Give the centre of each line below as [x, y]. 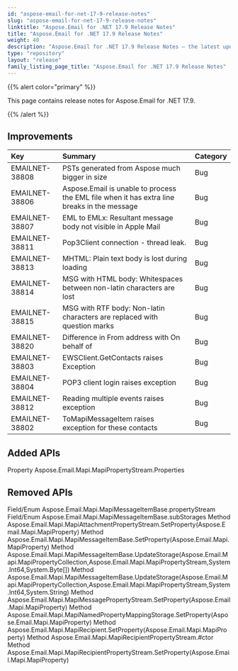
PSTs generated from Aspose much [121, 169]
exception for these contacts [110, 428]
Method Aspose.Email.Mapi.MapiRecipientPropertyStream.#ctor [120, 638]
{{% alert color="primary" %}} [52, 86]
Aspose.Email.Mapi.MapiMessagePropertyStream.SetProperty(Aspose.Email [119, 600]
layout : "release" [34, 60]
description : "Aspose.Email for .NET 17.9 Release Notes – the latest [114, 47]
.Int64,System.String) [38, 592]
